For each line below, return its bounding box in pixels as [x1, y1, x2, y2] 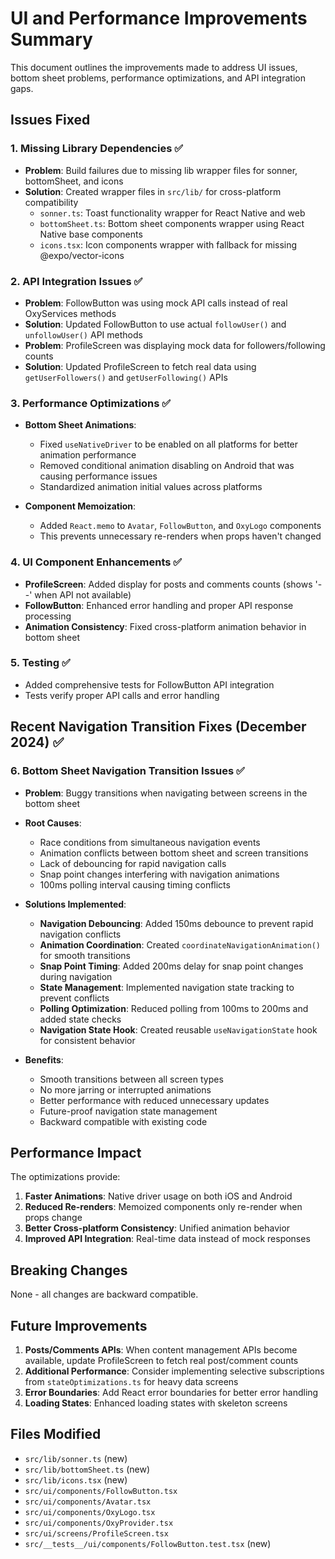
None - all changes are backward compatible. [10, 1288, 199, 1301]
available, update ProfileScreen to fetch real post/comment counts [24, 1354, 299, 1366]
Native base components [39, 228, 143, 240]
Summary [10, 28, 93, 51]
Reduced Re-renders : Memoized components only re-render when [24, 1201, 303, 1213]
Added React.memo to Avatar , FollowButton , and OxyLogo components [39, 520, 322, 532]
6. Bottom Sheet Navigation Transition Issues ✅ [10, 764, 245, 778]
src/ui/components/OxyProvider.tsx [24, 1518, 174, 1528]
